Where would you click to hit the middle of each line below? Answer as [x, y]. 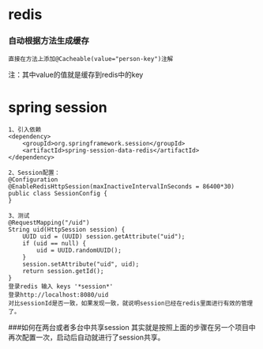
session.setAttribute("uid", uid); [81, 264]
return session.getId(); [63, 271]
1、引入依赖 [25, 130]
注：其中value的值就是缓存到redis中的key [76, 75]
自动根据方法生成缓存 [49, 41]
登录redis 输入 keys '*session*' [61, 286]
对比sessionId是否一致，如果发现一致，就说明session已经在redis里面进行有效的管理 [131, 303]
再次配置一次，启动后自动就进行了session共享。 [86, 337]
